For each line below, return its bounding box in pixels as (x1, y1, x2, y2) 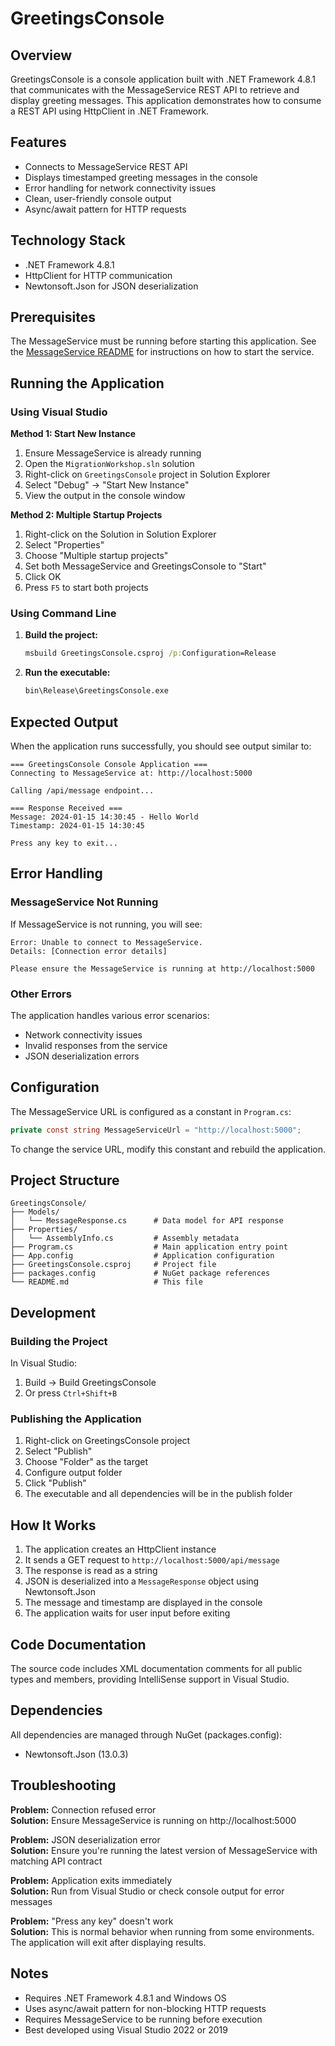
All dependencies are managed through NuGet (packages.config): (10, 1728, 283, 1741)
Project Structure (10, 1172, 120, 1189)
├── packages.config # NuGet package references (10, 1268, 271, 1279)
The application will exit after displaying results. (10, 1936, 207, 1948)
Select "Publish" (24, 1445, 93, 1457)
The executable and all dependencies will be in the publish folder (24, 1488, 293, 1500)
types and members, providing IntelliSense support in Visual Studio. (10, 1673, 290, 1686)
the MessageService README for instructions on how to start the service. (10, 346, 315, 358)
